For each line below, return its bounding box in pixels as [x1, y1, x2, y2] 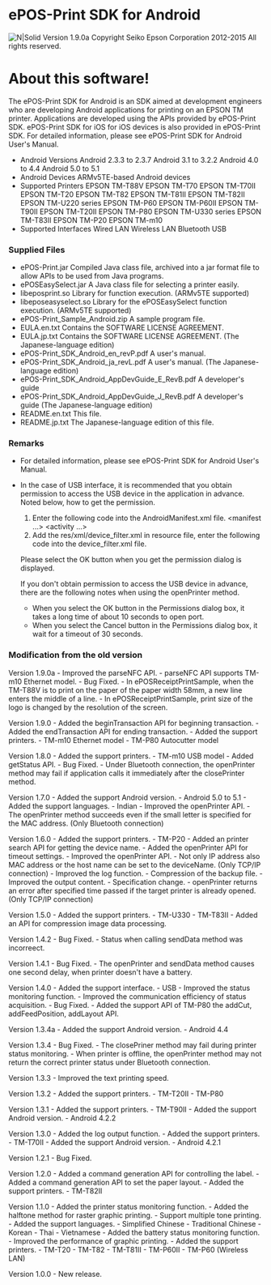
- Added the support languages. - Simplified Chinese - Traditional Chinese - [8, 1219, 261, 1228]
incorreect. [8, 942, 45, 953]
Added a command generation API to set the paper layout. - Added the [8, 1177, 244, 1187]
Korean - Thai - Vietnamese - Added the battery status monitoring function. [8, 1227, 260, 1237]
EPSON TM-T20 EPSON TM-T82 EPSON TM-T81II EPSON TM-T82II [19, 189, 245, 199]
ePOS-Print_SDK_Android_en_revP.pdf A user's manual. [19, 348, 206, 358]
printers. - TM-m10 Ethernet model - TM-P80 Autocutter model [8, 735, 219, 745]
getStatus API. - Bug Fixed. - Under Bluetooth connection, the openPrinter [8, 759, 256, 769]
